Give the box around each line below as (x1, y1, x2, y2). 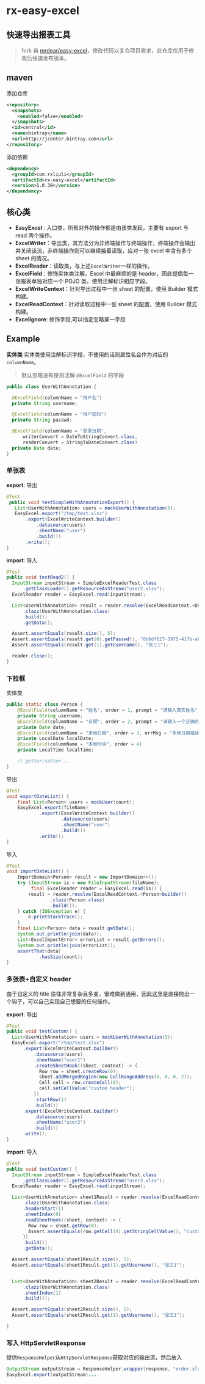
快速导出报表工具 (6, 29, 71, 40)
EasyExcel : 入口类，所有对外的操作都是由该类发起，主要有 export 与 (15, 224, 189, 231)
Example (6, 334, 40, 344)
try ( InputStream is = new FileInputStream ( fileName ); (17, 880, 160, 886)
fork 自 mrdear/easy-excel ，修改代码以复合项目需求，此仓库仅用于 (21, 47, 189, 54)
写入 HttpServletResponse (6, 1339, 86, 1347)
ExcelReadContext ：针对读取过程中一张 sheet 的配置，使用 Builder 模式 (15, 301, 197, 307)
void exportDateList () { (6, 793, 70, 799)
